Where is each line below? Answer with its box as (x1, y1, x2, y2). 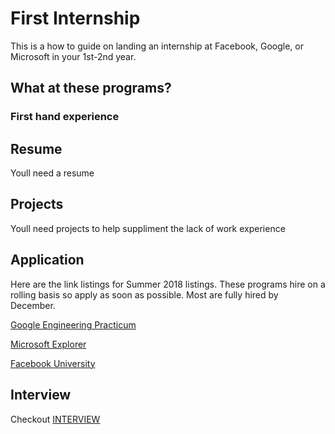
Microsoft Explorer (10, 338, 87, 350)
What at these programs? (10, 80, 172, 97)
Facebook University (10, 357, 96, 369)
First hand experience (10, 110, 120, 124)
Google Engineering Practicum (10, 318, 137, 331)
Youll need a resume (10, 167, 95, 179)
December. (10, 299, 56, 311)
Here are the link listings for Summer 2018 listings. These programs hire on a (10, 278, 326, 290)
